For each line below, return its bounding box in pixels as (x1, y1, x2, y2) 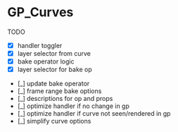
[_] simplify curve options (17, 117, 91, 126)
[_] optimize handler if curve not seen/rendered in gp (17, 109, 171, 118)
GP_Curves (7, 4, 74, 20)
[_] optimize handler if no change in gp (17, 102, 130, 110)
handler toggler (17, 41, 63, 49)
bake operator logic (17, 57, 75, 66)
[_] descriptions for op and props (17, 95, 113, 103)
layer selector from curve (17, 49, 91, 57)
